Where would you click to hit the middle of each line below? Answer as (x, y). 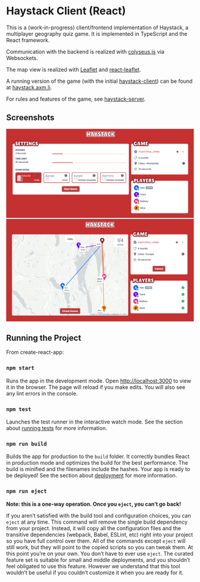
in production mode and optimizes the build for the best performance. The (97, 463)
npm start (20, 368)
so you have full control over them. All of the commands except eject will (96, 541)
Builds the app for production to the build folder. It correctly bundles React (98, 456)
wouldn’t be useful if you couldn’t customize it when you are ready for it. (95, 572)
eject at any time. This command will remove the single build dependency (97, 522)
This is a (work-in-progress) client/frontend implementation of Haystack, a (97, 27)
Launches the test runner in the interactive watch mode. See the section (95, 422)
